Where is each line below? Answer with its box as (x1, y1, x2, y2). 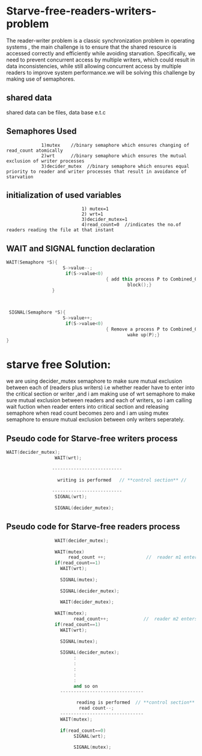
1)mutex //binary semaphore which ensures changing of (41, 142, 189, 148)
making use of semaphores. (6, 75, 75, 82)
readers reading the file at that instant (6, 227, 114, 233)
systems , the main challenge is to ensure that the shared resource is (6, 43, 177, 51)
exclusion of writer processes (6, 158, 85, 164)
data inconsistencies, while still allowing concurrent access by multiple (6, 62, 182, 70)
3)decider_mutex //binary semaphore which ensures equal (41, 163, 189, 169)
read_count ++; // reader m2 (73, 616, 179, 622)
